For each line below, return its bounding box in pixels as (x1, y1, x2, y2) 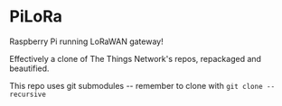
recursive (9, 90, 47, 99)
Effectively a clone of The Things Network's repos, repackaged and (9, 53, 262, 64)
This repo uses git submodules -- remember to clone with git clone (9, 80, 264, 91)
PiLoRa (9, 6, 63, 27)
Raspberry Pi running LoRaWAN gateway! (9, 36, 164, 47)
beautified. (9, 63, 50, 74)
